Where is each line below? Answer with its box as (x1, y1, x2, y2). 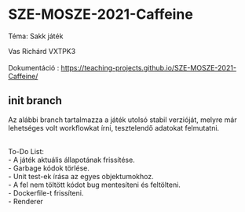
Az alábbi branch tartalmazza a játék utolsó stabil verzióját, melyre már (8, 115, 237, 124)
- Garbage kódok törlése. (8, 163, 90, 173)
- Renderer (8, 196, 43, 206)
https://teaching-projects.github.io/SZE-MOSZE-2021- (60, 63, 237, 72)
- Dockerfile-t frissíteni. (8, 188, 84, 197)
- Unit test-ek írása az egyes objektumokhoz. (8, 171, 155, 181)
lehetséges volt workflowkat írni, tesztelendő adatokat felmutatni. (8, 123, 220, 132)
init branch (8, 94, 63, 107)
